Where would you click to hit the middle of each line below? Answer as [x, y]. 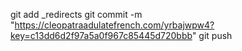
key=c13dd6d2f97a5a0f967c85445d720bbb [101, 35]
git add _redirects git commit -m [76, 14]
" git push [212, 35]
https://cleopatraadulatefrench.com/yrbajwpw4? [114, 25]
